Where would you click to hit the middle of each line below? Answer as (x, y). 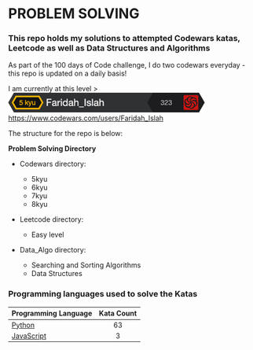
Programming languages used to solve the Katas (103, 294)
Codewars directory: (53, 164)
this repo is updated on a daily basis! (68, 74)
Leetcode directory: (51, 219)
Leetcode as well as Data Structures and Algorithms (109, 48)
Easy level (48, 235)
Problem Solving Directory (52, 149)
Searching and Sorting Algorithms (86, 265)
